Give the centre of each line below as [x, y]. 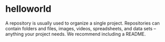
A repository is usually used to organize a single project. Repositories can [82, 23]
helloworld [28, 9]
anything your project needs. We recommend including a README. [76, 34]
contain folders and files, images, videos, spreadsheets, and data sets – [81, 28]
